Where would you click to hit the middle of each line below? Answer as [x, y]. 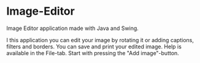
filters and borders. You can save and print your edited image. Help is [94, 46]
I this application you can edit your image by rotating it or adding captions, [100, 40]
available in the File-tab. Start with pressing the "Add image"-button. [93, 53]
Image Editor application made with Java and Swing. [73, 28]
